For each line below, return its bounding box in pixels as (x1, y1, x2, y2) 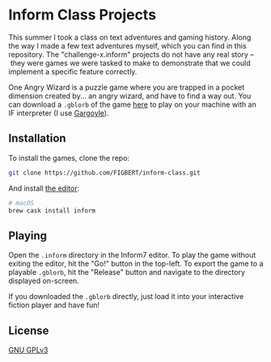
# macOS (8, 199, 35, 207)
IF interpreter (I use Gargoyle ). (8, 107, 109, 118)
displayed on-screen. (8, 276, 79, 286)
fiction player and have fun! (8, 301, 100, 310)
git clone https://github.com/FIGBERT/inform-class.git (8, 168, 201, 177)
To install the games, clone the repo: (8, 153, 130, 162)
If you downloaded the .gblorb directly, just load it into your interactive (8, 292, 244, 301)
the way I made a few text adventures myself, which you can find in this (8, 40, 247, 50)
